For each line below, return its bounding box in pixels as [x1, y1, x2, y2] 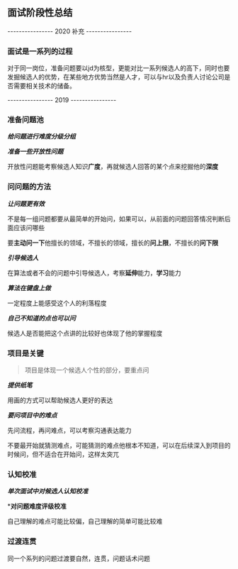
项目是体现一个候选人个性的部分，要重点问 [24, 366, 149, 374]
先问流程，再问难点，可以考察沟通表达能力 [7, 426, 132, 434]
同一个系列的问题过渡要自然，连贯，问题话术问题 [7, 554, 150, 563]
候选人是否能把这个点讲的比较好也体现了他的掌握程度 [7, 328, 163, 337]
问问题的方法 [7, 182, 52, 192]
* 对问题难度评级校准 [7, 502, 67, 511]
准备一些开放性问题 [7, 148, 64, 156]
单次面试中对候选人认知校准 [7, 487, 89, 495]
